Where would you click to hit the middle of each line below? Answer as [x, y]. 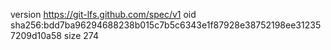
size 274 [81, 35]
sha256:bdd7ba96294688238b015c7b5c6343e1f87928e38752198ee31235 [166, 25]
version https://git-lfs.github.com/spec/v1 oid [103, 14]
